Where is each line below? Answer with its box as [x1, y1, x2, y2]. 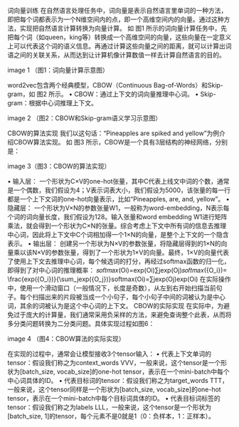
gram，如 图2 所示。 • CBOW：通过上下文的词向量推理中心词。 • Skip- [7, 90, 216, 98]
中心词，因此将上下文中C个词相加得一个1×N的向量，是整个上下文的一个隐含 [7, 231, 229, 238]
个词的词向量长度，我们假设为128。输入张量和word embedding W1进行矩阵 [7, 213, 228, 221]
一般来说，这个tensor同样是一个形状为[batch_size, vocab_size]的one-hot [7, 385, 222, 394]
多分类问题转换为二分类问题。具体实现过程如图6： [7, 320, 155, 327]
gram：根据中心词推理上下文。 [7, 99, 97, 107]
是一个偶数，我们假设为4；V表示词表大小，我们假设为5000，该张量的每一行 [7, 186, 231, 194]
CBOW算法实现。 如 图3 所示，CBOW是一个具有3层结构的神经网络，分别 [13, 138, 228, 146]
